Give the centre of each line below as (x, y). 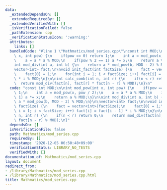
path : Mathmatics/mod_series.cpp (44, 134)
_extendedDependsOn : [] (34, 14)
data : (11, 10)
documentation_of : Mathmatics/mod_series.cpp (53, 157)
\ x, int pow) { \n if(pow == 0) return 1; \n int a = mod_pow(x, (89, 56)
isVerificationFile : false (38, 129)
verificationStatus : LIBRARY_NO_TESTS (50, 148)
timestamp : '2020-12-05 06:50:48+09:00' (52, 143)
